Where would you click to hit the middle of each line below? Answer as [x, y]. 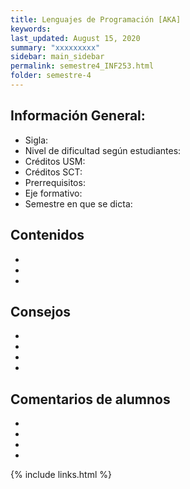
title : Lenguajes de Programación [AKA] [96, 19]
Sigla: [36, 140]
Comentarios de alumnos [90, 399]
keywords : [31, 29]
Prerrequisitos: [55, 182]
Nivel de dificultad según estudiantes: [103, 150]
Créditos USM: [55, 161]
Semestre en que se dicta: [78, 203]
